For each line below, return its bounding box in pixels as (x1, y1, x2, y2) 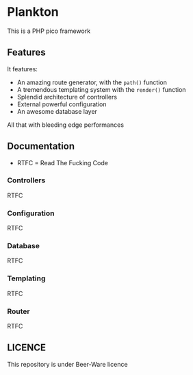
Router (7, 306, 30, 316)
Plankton (7, 4, 60, 20)
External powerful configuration (16, 100, 107, 108)
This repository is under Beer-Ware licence (7, 360, 128, 368)
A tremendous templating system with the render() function (16, 85, 186, 93)
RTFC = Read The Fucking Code (16, 158, 108, 167)
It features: (7, 64, 38, 73)
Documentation (7, 141, 75, 152)
